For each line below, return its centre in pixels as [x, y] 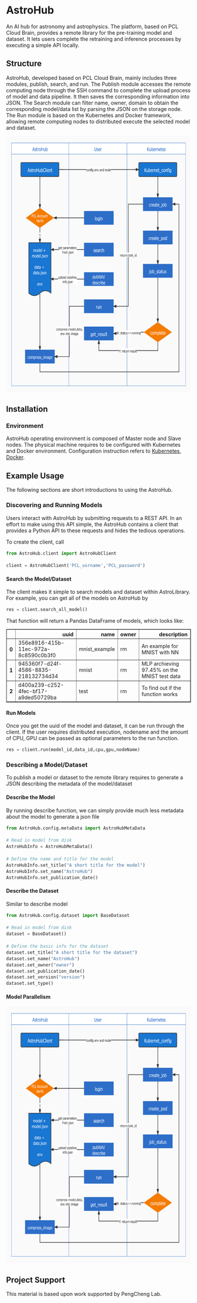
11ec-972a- [35, 649]
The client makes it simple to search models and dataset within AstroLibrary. [98, 592]
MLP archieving [160, 664]
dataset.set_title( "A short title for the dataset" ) [72, 952]
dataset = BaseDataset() [36, 934]
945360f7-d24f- [40, 664]
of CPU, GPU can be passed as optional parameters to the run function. [92, 738]
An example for [160, 646]
